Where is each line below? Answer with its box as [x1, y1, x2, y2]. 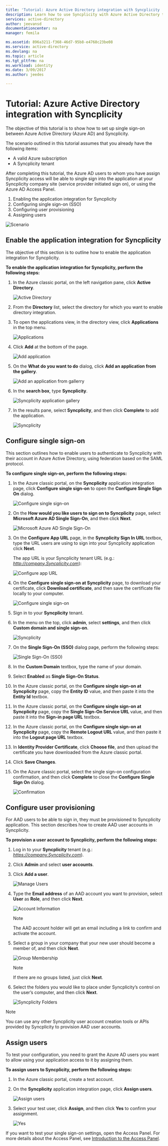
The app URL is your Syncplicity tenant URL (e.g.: [12, 555, 115, 561]
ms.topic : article [5, 54, 44, 59]
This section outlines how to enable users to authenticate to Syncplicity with [5, 450, 163, 456]
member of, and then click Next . [12, 945, 79, 951]
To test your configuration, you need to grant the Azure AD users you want [5, 1051, 159, 1058]
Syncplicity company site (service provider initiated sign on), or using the [5, 181, 156, 187]
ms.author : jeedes [5, 72, 44, 78]
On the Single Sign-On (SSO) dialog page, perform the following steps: [12, 644, 160, 650]
